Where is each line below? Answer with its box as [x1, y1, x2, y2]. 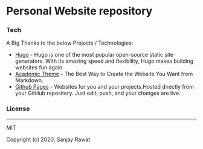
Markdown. [14, 77, 43, 84]
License [6, 104, 30, 113]
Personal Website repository [6, 4, 153, 18]
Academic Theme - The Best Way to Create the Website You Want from [14, 71, 193, 78]
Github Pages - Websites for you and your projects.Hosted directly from [14, 83, 195, 90]
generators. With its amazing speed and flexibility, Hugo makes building [14, 57, 194, 65]
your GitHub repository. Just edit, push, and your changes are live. [14, 89, 181, 97]
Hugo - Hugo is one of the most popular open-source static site [14, 51, 174, 59]
